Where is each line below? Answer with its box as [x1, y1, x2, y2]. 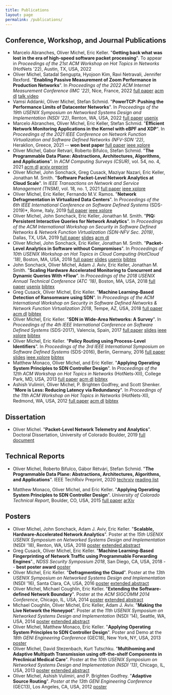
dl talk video [12, 93, 39, 99]
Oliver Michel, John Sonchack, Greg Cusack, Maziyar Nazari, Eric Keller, [12, 170, 165, 176]
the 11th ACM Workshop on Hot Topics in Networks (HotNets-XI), [12, 392, 150, 398]
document [12, 437, 35, 443]
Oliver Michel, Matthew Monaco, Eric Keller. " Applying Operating [12, 623, 151, 630]
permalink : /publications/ [5, 17, 63, 22]
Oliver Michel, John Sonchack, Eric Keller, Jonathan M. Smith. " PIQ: [12, 213, 156, 219]
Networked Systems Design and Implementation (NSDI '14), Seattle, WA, [12, 613, 166, 619]
